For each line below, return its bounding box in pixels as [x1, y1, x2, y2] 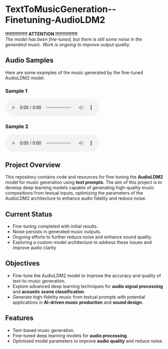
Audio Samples [5, 56, 54, 65]
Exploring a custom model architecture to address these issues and [12, 239, 152, 245]
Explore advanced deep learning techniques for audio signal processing [12, 283, 163, 289]
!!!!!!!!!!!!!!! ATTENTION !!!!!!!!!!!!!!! [5, 31, 78, 37]
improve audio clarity [12, 244, 57, 250]
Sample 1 [5, 87, 28, 94]
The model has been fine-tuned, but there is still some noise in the [5, 36, 142, 42]
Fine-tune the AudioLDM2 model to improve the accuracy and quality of [12, 273, 161, 279]
